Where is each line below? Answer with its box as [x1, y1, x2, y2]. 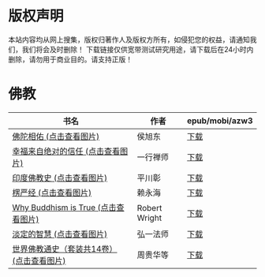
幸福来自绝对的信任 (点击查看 [12, 145, 121, 156]
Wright [136, 212, 162, 223]
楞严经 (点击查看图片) [12, 187, 92, 198]
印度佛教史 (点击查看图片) [12, 172, 108, 183]
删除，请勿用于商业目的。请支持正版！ [8, 54, 132, 64]
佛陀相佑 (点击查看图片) [12, 131, 100, 142]
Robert [136, 202, 162, 213]
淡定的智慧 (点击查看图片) [12, 228, 108, 239]
